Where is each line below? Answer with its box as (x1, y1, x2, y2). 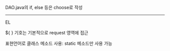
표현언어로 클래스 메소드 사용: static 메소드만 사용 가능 (5, 40, 112, 46)
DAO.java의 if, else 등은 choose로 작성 (5, 5, 83, 10)
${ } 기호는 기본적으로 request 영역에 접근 (5, 30, 89, 35)
